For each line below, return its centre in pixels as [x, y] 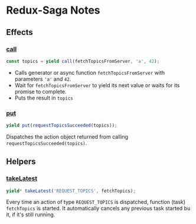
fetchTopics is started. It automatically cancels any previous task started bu [98, 209]
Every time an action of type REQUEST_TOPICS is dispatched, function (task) [96, 202]
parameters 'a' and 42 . [43, 79]
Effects [20, 32]
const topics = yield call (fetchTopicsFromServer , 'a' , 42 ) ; [83, 61]
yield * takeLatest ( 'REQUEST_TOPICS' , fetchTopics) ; [71, 191]
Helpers [21, 161]
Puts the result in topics [44, 98]
